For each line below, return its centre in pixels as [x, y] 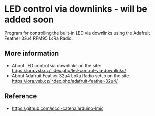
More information [32, 54]
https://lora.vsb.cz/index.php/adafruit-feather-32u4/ [65, 81]
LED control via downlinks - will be [76, 9]
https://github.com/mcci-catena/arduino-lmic [57, 108]
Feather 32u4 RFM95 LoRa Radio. [39, 38]
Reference [21, 96]
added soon [29, 19]
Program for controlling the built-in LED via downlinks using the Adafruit [77, 33]
